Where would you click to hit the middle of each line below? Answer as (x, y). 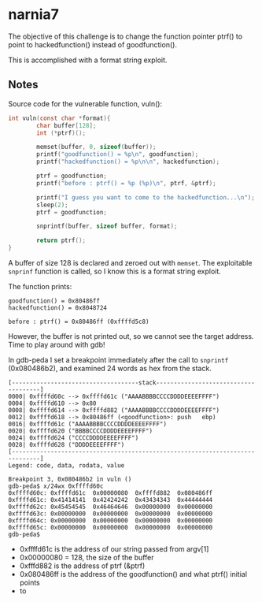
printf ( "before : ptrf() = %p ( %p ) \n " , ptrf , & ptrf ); (126, 183)
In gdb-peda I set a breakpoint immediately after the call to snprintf (118, 360)
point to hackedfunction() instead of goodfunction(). (92, 44)
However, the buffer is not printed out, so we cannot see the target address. (131, 336)
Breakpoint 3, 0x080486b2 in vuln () (70, 479)
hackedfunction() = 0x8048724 (58, 308)
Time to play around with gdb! (57, 345)
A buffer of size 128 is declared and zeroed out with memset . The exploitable (130, 263)
